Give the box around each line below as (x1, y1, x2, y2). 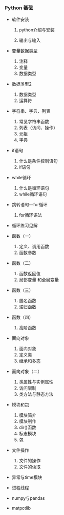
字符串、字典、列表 (11, 108, 51, 114)
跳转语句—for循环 (11, 202, 48, 208)
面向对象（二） (11, 368, 42, 375)
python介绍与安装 (19, 27, 55, 33)
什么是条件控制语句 (19, 158, 58, 164)
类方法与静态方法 (19, 391, 54, 397)
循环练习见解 (11, 223, 38, 228)
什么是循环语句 (19, 185, 49, 191)
